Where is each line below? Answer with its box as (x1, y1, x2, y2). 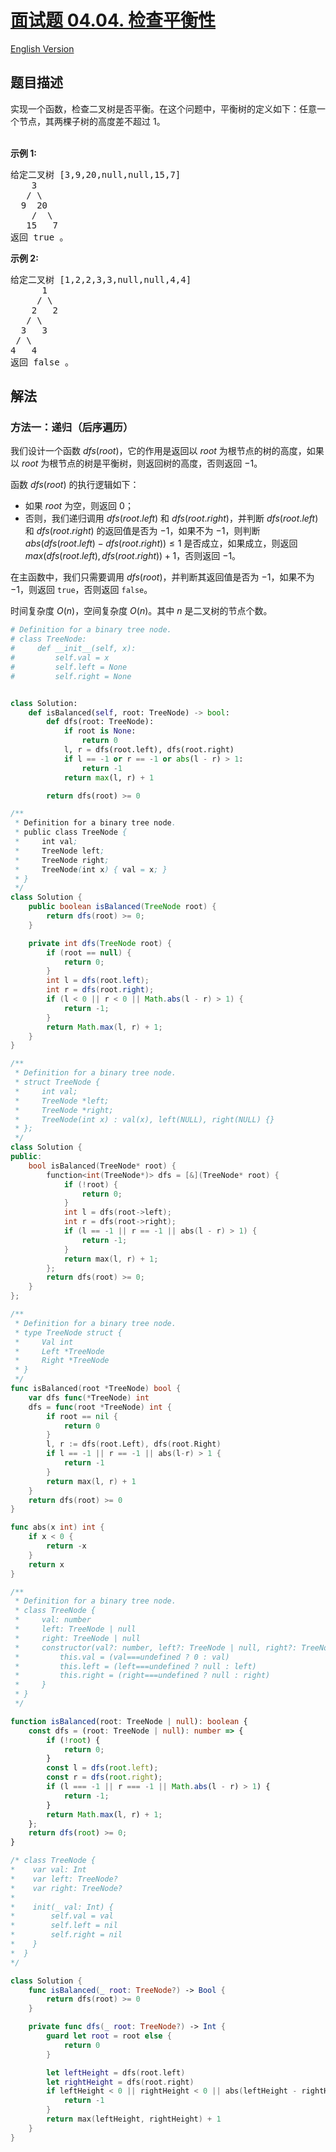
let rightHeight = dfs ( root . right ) (46, 2077, 195, 2087)
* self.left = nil (10, 1921, 118, 1931)
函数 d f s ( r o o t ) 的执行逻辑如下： (10, 479, 140, 491)
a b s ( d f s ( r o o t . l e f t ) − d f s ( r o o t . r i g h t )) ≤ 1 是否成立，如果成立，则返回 (24, 537, 298, 550)
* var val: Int (10, 1865, 87, 1875)
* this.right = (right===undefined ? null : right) (14, 1671, 271, 1681)
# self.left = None (10, 662, 128, 672)
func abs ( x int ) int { (10, 1522, 105, 1533)
